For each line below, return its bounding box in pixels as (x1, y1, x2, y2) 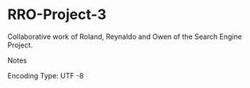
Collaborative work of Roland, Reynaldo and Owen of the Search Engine (7, 32, 243, 41)
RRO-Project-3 (7, 6, 107, 24)
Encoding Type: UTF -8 (7, 71, 84, 80)
